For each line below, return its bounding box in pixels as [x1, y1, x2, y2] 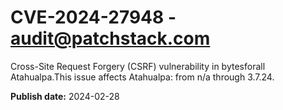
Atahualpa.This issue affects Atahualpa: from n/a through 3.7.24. [10, 71, 275, 83]
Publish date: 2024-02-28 [10, 90, 120, 102]
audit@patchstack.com [10, 27, 211, 50]
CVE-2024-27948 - [10, 6, 177, 29]
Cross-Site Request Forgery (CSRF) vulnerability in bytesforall [10, 60, 266, 72]
